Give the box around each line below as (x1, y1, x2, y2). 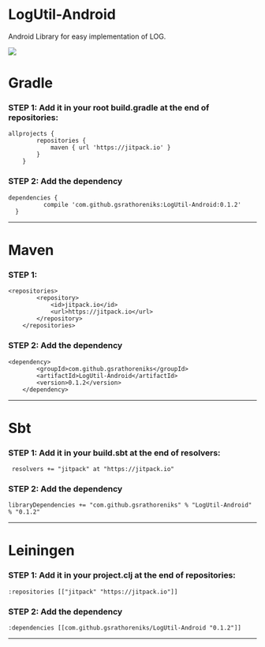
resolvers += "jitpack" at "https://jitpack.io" (11, 465, 175, 473)
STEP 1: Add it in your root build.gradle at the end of (8, 103, 210, 114)
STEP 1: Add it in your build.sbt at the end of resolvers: (8, 447, 221, 458)
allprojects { (8, 130, 55, 138)
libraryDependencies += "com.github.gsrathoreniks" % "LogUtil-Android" (8, 501, 252, 510)
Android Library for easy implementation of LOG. (8, 32, 166, 41)
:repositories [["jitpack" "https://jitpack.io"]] (8, 588, 178, 596)
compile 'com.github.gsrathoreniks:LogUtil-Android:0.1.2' (43, 200, 242, 208)
